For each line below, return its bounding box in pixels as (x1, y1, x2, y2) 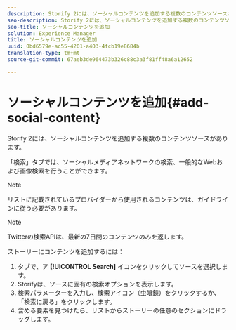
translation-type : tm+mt (7, 50, 80, 57)
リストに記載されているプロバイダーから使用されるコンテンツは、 (7, 194, 198, 204)
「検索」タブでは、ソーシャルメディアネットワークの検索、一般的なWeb (7, 157, 217, 166)
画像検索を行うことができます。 (19, 166, 112, 175)
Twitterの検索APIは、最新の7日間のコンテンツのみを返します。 (7, 232, 188, 241)
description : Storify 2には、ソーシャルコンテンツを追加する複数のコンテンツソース (7, 10, 228, 18)
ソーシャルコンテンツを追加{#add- (7, 94, 209, 110)
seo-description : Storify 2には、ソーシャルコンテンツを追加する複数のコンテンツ (7, 17, 225, 24)
